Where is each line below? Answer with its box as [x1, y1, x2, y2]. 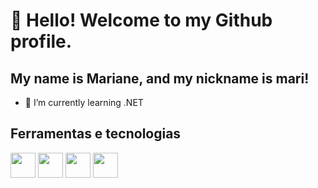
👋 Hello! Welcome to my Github [10, 9, 273, 32]
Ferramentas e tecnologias [10, 125, 182, 143]
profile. [10, 30, 73, 53]
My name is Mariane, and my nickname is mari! [10, 70, 310, 87]
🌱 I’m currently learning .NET [24, 97, 144, 108]
